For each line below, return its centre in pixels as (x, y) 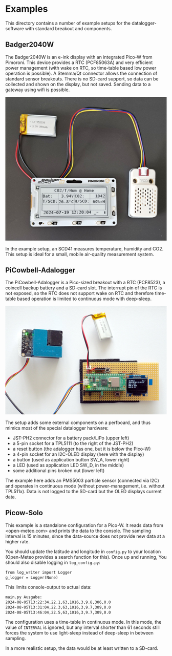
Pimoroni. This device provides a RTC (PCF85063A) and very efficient (79, 62)
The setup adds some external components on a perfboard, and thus (78, 422)
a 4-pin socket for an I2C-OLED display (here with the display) (78, 454)
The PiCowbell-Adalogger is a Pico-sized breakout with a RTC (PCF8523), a (85, 283)
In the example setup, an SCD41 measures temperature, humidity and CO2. (84, 248)
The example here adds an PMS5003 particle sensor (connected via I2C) (82, 481)
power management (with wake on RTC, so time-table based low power (81, 68)
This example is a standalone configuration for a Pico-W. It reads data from (84, 525)
